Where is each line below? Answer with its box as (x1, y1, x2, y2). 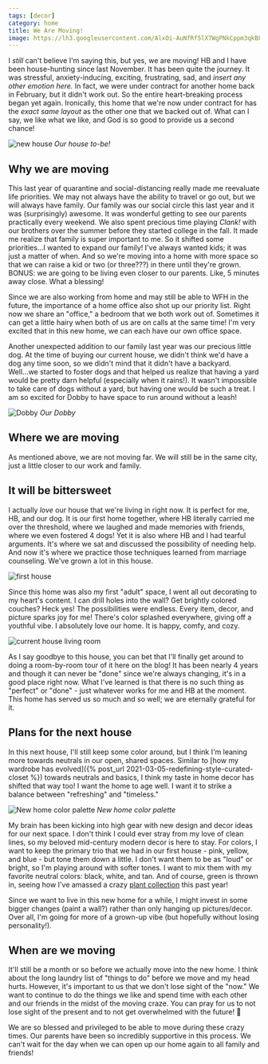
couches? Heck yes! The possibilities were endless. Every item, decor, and (8, 603, 254, 613)
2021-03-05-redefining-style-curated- (126, 764, 254, 773)
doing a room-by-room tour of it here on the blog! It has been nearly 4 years (8, 660, 258, 670)
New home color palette (97, 805, 176, 814)
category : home (8, 19, 59, 27)
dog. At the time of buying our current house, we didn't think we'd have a (8, 350, 249, 360)
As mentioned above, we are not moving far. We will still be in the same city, (8, 452, 258, 461)
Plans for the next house (8, 726, 132, 739)
